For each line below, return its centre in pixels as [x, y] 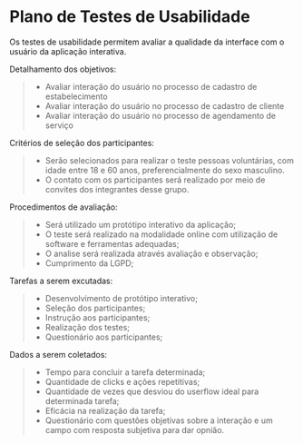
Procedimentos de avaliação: [64, 207]
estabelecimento [76, 96]
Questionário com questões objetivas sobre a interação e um [159, 420]
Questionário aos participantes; [104, 337]
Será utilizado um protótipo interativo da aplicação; [141, 224]
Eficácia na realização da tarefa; [105, 410]
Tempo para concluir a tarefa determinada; [125, 372]
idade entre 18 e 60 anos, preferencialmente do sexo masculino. [165, 170]
